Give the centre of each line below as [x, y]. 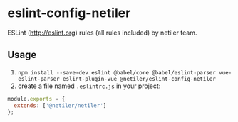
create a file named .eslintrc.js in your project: [89, 86]
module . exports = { [36, 99]
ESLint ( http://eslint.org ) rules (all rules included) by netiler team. [102, 33]
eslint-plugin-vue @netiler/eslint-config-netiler [139, 79]
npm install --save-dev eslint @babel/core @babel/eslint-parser [117, 72]
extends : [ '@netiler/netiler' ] [60, 105]
